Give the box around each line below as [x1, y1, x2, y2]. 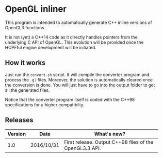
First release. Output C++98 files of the [64, 138, 154, 145]
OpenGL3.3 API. [64, 145, 101, 152]
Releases [5, 116, 33, 124]
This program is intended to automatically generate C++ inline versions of [5, 20, 152, 25]
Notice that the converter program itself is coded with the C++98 [5, 97, 135, 102]
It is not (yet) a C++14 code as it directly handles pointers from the [5, 34, 138, 40]
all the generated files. [5, 87, 50, 93]
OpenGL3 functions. [5, 24, 46, 30]
